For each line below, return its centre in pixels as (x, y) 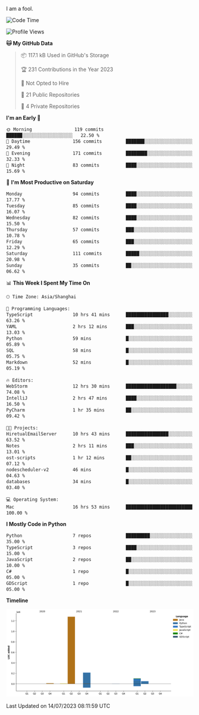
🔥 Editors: (20, 380)
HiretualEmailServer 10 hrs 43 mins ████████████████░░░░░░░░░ (99, 434)
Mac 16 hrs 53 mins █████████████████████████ (99, 507)
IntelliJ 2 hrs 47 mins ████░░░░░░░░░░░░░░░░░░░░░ (99, 398)
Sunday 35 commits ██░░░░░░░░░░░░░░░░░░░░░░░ (99, 265)
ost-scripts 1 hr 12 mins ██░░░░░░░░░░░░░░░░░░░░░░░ (99, 458)
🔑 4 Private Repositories (50, 106)
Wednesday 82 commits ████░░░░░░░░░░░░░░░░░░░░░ (99, 218)
